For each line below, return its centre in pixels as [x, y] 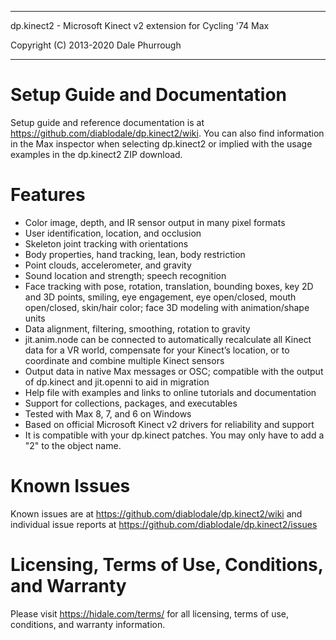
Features [48, 195]
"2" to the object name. [73, 445]
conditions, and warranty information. [88, 624]
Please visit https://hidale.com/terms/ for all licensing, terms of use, [150, 613]
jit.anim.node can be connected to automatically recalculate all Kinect [168, 339]
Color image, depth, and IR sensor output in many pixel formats [155, 222]
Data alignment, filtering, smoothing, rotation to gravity [137, 328]
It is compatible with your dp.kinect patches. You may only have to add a [174, 435]
